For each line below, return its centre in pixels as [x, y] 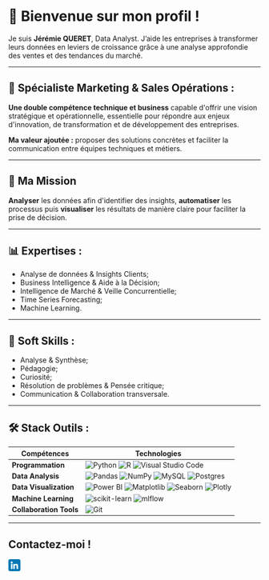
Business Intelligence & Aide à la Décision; [90, 282]
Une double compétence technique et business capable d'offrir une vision [133, 107]
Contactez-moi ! [50, 544]
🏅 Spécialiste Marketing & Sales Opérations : [121, 88]
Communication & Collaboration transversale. [94, 394]
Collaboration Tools [45, 509]
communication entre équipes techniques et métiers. [95, 148]
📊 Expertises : [45, 251]
